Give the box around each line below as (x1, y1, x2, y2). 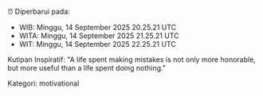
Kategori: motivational (7, 79, 80, 88)
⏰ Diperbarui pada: (7, 7, 71, 16)
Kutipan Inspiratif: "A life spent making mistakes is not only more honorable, (7, 55, 256, 64)
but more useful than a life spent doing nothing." (7, 63, 167, 72)
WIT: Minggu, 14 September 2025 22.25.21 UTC (18, 40, 176, 48)
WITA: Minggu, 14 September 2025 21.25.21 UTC (18, 31, 180, 40)
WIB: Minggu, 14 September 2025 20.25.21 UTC (18, 23, 177, 32)
